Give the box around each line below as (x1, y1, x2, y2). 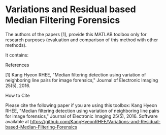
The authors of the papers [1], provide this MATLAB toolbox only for (5, 31, 147, 37)
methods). (5, 42, 27, 48)
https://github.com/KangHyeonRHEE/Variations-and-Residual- (30, 118, 161, 124)
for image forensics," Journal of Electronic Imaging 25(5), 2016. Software (5, 113, 158, 119)
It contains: (5, 52, 29, 58)
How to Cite (5, 92, 30, 98)
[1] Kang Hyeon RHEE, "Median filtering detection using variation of (5, 71, 146, 77)
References (5, 62, 29, 68)
